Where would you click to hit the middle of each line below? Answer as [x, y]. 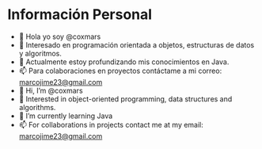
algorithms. [37, 107]
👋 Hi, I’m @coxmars [51, 90]
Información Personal [80, 15]
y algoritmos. [40, 53]
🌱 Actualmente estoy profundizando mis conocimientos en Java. [124, 62]
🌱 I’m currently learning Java [66, 116]
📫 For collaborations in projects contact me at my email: [111, 124]
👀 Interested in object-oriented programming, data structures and [125, 99]
